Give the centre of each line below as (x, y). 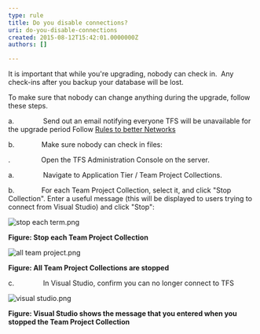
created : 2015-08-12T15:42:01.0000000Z (73, 37)
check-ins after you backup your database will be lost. (96, 83)
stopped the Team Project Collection (69, 322)
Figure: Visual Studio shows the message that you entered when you (123, 314)
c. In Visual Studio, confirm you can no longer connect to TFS (121, 283)
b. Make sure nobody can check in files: (86, 145)
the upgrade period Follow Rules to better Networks (92, 130)
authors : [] (27, 45)
